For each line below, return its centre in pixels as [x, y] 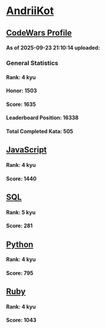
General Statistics [32, 63]
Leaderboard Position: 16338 [42, 118]
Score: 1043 [21, 320]
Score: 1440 [21, 178]
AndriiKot [30, 11]
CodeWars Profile [39, 33]
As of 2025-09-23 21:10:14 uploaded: [53, 48]
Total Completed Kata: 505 [40, 131]
